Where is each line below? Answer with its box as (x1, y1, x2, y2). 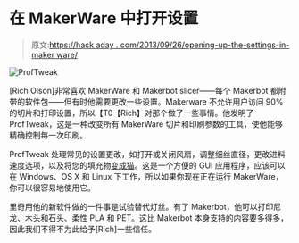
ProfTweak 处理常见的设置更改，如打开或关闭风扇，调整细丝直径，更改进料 (9, 148, 286, 159)
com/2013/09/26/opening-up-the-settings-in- (120, 39, 290, 50)
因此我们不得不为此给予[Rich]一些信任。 (9, 223, 156, 234)
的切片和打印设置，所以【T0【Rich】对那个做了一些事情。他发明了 (9, 107, 254, 118)
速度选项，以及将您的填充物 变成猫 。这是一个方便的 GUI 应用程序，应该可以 (9, 160, 286, 171)
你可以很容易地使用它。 (9, 182, 96, 193)
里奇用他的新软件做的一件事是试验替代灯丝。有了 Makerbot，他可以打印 (9, 201, 274, 212)
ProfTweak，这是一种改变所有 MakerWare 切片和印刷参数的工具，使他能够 (9, 118, 284, 130)
